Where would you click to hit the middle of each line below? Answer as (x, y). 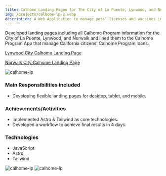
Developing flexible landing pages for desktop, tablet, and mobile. (79, 96)
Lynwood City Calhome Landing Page (43, 53)
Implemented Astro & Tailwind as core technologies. (65, 119)
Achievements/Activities (36, 108)
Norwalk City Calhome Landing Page (42, 63)
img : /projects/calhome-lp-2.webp (41, 14)
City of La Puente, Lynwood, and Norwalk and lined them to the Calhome (79, 38)
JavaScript (23, 148)
